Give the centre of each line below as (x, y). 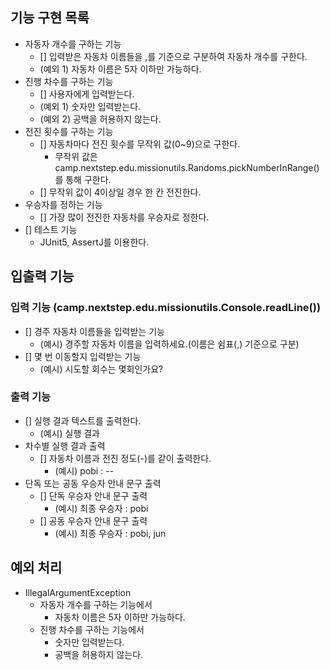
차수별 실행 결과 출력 (65, 445)
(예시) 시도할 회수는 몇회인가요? (101, 369)
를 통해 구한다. (83, 179)
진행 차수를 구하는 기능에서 (92, 629)
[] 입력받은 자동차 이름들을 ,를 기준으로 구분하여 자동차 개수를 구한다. (173, 56)
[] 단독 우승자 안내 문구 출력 (93, 495)
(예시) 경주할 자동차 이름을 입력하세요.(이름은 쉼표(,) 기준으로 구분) (169, 344)
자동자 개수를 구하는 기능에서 (96, 604)
